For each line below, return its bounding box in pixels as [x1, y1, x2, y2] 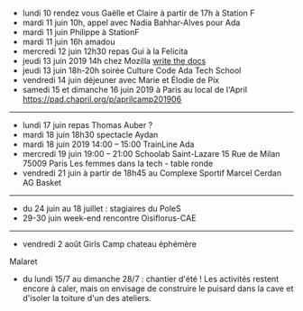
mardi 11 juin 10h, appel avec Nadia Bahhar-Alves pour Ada [22, 17, 241, 28]
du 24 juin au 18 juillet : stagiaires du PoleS [22, 203, 182, 214]
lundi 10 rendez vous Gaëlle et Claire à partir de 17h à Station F [22, 8, 255, 18]
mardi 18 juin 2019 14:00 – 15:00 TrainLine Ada [22, 139, 195, 150]
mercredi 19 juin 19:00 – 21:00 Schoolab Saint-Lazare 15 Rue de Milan [22, 149, 280, 159]
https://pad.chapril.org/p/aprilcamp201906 [22, 94, 182, 105]
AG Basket [22, 178, 61, 188]
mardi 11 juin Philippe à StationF [22, 27, 140, 37]
